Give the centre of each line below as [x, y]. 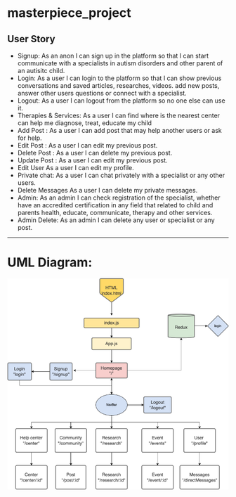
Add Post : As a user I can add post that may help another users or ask [120, 130]
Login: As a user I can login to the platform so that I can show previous [119, 78]
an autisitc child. [41, 71]
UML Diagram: [50, 263]
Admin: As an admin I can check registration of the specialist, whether [119, 198]
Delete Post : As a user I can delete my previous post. [95, 153]
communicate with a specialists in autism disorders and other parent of [120, 63]
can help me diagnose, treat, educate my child [85, 123]
